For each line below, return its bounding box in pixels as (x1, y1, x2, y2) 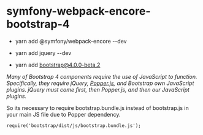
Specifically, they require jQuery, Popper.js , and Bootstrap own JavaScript (6, 79, 194, 87)
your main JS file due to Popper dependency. (6, 111, 121, 118)
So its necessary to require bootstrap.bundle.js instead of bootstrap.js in (6, 104, 189, 111)
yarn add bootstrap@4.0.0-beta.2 (15, 61, 101, 68)
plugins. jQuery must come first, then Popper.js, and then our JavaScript (6, 86, 190, 93)
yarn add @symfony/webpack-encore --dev (15, 37, 127, 45)
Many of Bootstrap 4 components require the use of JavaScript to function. (6, 73, 197, 80)
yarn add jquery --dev (15, 49, 72, 56)
